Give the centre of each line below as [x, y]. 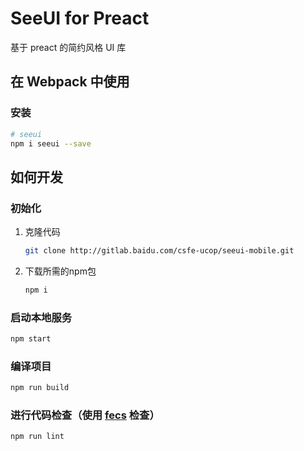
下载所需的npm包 [60, 271]
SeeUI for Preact [80, 18]
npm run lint [37, 437]
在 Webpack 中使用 [70, 82]
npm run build [40, 388]
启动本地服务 [41, 317]
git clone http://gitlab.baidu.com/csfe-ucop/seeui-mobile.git [159, 251]
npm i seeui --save [51, 143]
